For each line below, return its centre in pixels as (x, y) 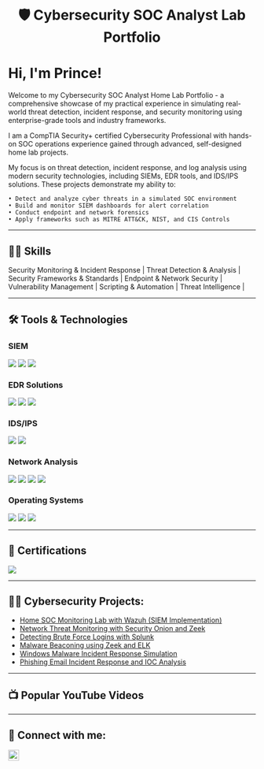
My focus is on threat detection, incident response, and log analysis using (128, 168)
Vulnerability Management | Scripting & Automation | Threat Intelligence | (126, 286)
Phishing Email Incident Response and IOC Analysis (103, 662)
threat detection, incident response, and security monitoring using (135, 112)
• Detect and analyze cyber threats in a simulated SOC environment (123, 199)
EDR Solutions (36, 384)
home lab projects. (38, 152)
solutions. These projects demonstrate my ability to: (92, 184)
